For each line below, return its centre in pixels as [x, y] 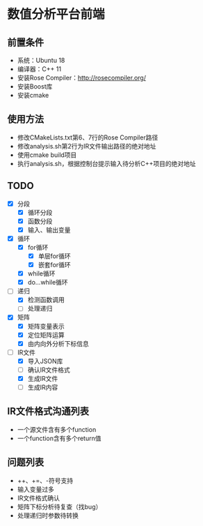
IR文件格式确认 [39, 498]
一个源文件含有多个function [57, 429]
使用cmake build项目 [47, 155]
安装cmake [33, 95]
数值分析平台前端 [56, 14]
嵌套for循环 [54, 265]
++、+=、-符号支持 [45, 480]
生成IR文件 [43, 378]
